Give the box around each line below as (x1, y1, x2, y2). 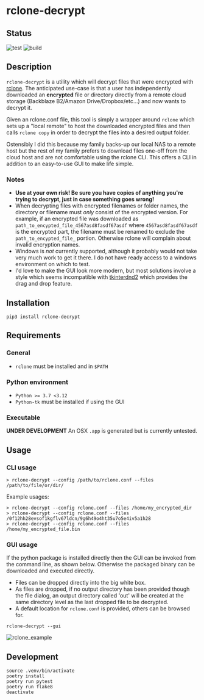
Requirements (6, 330, 61, 341)
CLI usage (6, 463, 37, 472)
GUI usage (6, 540, 38, 549)
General (6, 348, 30, 357)
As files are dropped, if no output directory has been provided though (15, 585, 190, 593)
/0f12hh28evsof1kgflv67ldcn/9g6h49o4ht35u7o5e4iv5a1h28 (6, 515, 151, 522)
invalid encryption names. (15, 241, 80, 248)
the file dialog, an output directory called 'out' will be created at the (15, 592, 184, 599)
